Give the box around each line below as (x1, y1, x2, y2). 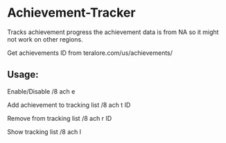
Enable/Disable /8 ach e (7, 87, 76, 95)
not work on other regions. (7, 35, 83, 43)
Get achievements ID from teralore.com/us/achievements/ (7, 49, 173, 57)
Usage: (7, 69, 40, 81)
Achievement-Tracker (7, 5, 136, 21)
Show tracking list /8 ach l (7, 127, 82, 136)
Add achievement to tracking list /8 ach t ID (7, 101, 131, 109)
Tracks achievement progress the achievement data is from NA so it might (7, 28, 219, 36)
